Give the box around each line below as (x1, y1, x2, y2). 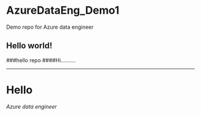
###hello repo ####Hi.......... (6, 56, 76, 63)
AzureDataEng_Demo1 (6, 4, 120, 17)
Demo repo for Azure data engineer (6, 23, 94, 30)
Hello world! (6, 41, 53, 51)
